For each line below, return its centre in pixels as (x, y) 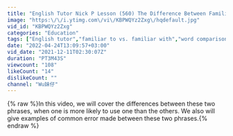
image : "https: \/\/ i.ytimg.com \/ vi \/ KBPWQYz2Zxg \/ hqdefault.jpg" (103, 20)
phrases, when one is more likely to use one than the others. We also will (111, 111)
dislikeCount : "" (32, 78)
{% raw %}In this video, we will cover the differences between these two (111, 104)
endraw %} (23, 126)
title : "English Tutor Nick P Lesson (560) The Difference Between (107, 13)
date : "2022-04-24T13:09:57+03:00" (59, 46)
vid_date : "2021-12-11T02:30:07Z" (57, 52)
